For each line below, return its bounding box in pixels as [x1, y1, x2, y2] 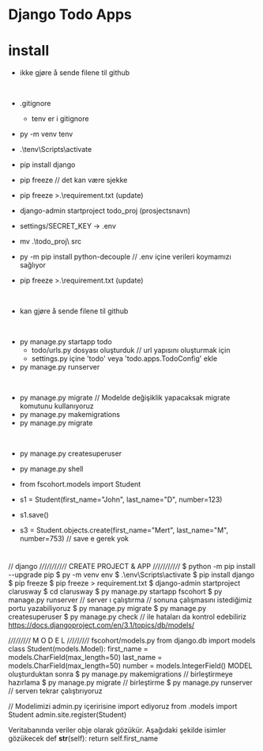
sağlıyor [19, 260, 46, 270]
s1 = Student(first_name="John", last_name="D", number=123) [19, 495, 223, 504]
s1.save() [19, 510, 49, 520]
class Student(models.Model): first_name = [8, 644, 148, 654]
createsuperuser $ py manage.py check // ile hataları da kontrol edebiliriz [8, 612, 247, 622]
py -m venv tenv [19, 129, 73, 139]
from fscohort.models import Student [19, 480, 141, 489]
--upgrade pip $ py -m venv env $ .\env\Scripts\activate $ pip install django [8, 570, 255, 579]
